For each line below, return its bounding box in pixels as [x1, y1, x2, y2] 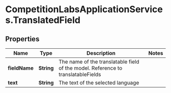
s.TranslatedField [5, 14, 80, 26]
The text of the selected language [58, 79, 139, 86]
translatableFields [58, 71, 101, 78]
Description [86, 50, 116, 56]
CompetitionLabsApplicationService [5, 4, 163, 15]
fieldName [8, 65, 34, 72]
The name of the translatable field [58, 58, 139, 65]
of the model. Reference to [58, 65, 123, 72]
